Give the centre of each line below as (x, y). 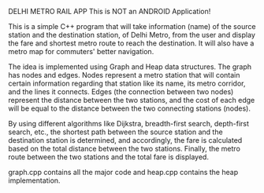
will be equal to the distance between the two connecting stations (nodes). (129, 108)
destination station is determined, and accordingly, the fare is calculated (125, 140)
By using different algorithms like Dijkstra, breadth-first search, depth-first (129, 124)
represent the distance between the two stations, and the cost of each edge (132, 100)
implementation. (34, 180)
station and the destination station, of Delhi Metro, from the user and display (132, 35)
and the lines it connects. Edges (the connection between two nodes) (121, 92)
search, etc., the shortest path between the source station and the (115, 132)
